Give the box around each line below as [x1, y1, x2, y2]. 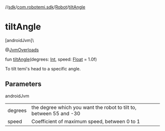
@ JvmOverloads [5, 46, 39, 53]
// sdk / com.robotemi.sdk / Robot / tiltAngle [5, 4, 85, 10]
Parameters [5, 80, 42, 88]
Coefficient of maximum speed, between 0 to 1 [31, 118, 140, 125]
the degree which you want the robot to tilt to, [31, 104, 137, 110]
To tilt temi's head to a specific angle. [5, 65, 81, 71]
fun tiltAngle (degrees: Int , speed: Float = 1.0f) [5, 56, 97, 62]
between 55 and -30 [31, 110, 81, 117]
